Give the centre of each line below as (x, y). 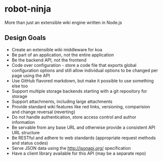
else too (20, 86)
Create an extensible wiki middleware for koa (57, 49)
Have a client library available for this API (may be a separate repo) (79, 153)
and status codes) (30, 143)
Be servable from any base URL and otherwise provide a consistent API (83, 127)
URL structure (26, 132)
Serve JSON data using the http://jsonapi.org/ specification (71, 148)
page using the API (31, 75)
